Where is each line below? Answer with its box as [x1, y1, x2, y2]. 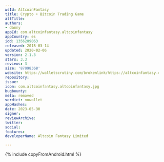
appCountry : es [5, 35, 36, 39]
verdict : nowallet [5, 98, 42, 103]
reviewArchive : [5, 115, 36, 121]
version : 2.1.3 [5, 52, 36, 57]
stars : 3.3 [5, 57, 27, 62]
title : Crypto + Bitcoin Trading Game [5, 12, 84, 17]
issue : [5, 79, 19, 84]
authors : [5, 20, 23, 26]
